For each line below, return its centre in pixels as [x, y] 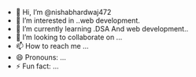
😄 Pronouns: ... [41, 57]
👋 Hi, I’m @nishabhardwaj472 [63, 12]
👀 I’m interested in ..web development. [78, 20]
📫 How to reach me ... [52, 46]
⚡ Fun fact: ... [37, 66]
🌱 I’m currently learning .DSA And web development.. [102, 29]
